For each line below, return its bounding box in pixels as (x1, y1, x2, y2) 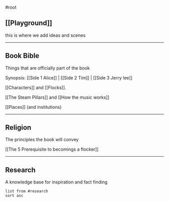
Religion (5, 123, 32, 132)
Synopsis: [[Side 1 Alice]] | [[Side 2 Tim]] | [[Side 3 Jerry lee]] (5, 75, 133, 81)
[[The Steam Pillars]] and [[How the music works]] (5, 94, 110, 100)
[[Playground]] (5, 19, 53, 27)
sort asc (5, 193, 24, 198)
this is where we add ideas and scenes (5, 32, 86, 38)
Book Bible (5, 51, 39, 60)
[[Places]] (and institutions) (5, 104, 62, 110)
